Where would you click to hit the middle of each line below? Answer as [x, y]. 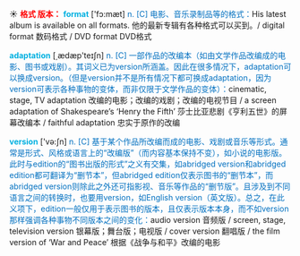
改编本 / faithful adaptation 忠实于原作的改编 [99, 123]
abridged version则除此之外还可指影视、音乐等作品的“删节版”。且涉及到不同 [150, 186]
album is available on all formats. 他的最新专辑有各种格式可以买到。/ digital [147, 25]
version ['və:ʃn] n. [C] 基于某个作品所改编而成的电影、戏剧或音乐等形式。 [145, 141]
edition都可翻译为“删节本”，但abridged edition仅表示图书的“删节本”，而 [141, 175]
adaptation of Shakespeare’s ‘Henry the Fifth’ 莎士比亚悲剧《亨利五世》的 [145, 111]
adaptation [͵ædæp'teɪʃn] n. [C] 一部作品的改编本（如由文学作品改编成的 [144, 55]
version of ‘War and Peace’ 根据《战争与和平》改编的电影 [115, 242]
